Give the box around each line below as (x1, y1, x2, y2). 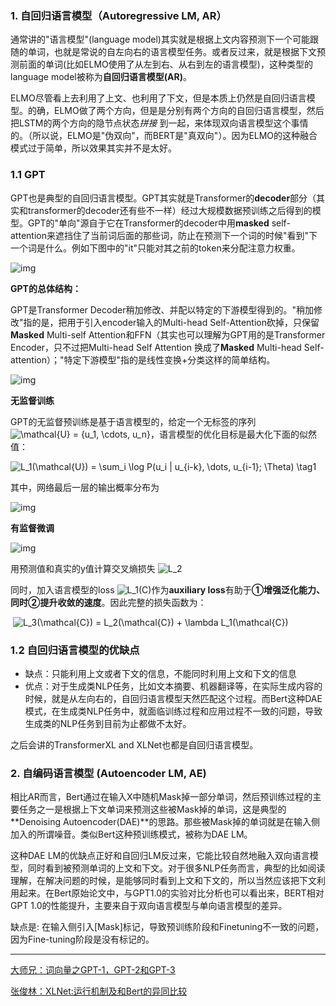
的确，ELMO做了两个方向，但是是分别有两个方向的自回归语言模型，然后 (27, 105, 325, 117)
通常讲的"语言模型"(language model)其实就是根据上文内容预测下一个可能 (10, 33, 310, 46)
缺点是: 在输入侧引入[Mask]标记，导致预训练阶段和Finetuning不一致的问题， (10, 921, 325, 933)
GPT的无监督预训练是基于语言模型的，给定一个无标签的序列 (10, 415, 257, 427)
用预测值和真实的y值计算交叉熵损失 (10, 562, 156, 574)
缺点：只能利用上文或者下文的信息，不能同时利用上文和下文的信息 (24, 667, 297, 679)
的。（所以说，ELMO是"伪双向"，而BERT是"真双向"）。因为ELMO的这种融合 (10, 130, 318, 142)
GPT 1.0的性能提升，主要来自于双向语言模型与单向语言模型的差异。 (10, 900, 288, 912)
